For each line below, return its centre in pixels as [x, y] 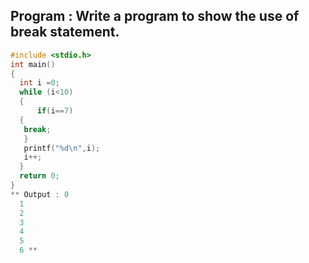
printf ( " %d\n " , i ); [62, 148]
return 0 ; [39, 176]
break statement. [65, 32]
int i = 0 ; [39, 83]
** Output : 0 [40, 194]
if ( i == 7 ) [55, 111]
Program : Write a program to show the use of [155, 16]
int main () [33, 64]
